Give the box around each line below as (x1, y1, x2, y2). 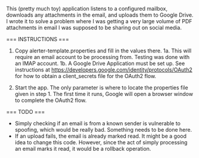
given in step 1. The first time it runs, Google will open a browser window (14, 91, 194, 97)
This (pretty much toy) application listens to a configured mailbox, (6, 5, 168, 12)
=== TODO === (6, 109, 45, 115)
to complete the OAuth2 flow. (14, 97, 87, 104)
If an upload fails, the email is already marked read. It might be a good (14, 132, 186, 140)
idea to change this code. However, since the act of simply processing (14, 139, 188, 145)
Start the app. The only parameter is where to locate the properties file (14, 84, 189, 91)
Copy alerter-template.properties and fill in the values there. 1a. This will (14, 47, 192, 54)
